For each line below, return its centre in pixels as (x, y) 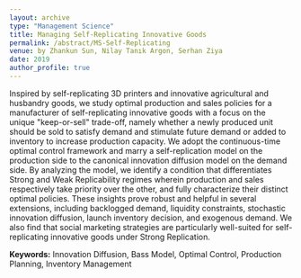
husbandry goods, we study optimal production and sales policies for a (141, 103)
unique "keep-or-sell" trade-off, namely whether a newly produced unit (142, 121)
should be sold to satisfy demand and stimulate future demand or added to (148, 131)
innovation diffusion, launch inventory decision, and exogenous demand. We (151, 218)
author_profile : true (50, 68)
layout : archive (40, 18)
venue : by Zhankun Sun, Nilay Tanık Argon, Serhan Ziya (116, 51)
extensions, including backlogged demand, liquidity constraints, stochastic (147, 208)
